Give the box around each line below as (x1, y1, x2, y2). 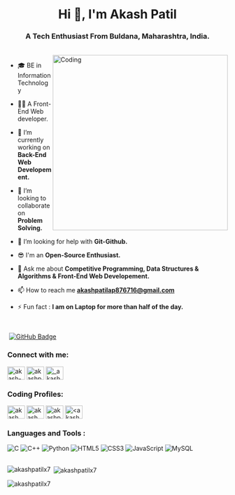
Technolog (17, 79, 49, 87)
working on (17, 143, 50, 151)
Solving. (17, 224, 43, 232)
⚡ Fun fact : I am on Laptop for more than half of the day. (17, 303, 184, 311)
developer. (17, 115, 48, 123)
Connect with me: (7, 350, 69, 360)
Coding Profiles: (7, 389, 64, 399)
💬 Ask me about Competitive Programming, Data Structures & (17, 264, 199, 273)
